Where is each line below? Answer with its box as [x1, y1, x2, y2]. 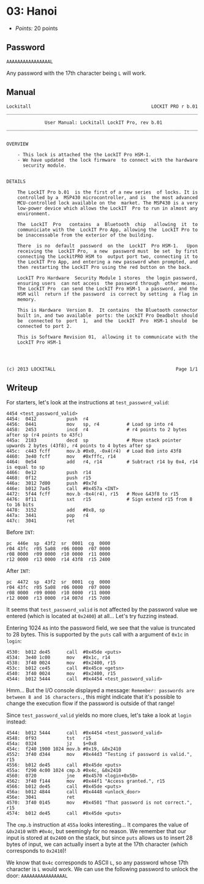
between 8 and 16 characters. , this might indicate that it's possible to [6, 693, 181, 701]
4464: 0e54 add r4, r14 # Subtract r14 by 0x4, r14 [6, 459, 199, 465]
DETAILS [6, 178, 26, 184]
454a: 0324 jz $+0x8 [6, 741, 97, 747]
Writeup [6, 382, 38, 393]
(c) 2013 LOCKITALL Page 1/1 [6, 366, 199, 372]
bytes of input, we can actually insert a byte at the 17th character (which [6, 841, 188, 848]
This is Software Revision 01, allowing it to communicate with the [17, 334, 199, 340]
